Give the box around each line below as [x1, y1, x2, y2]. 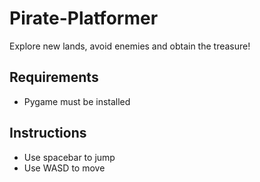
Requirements [9, 69, 99, 86]
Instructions [9, 125, 87, 142]
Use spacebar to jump [23, 151, 116, 163]
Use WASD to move [23, 162, 106, 174]
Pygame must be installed [23, 95, 131, 107]
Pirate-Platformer [9, 7, 159, 30]
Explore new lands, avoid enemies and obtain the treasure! [9, 40, 251, 52]
